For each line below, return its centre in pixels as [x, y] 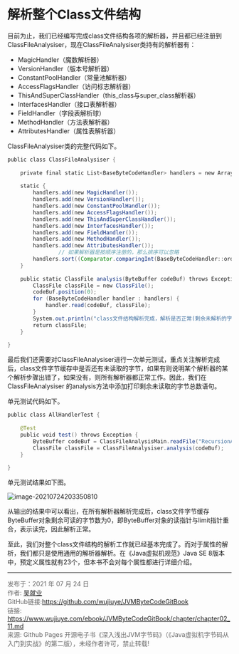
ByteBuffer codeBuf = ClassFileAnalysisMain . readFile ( [116, 441]
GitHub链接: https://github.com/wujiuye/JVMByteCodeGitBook [98, 602]
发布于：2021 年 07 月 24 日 [48, 584]
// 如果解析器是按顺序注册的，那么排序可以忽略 [118, 253]
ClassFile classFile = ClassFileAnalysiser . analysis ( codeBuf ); [128, 448]
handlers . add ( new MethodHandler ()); [87, 239]
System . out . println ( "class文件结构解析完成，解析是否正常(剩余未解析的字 [133, 318]
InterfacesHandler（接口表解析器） [69, 104]
